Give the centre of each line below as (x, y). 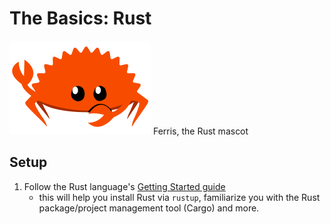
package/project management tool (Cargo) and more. (149, 208)
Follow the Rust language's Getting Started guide (124, 186)
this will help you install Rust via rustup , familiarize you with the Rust (179, 197)
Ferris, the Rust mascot (200, 131)
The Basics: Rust (80, 18)
